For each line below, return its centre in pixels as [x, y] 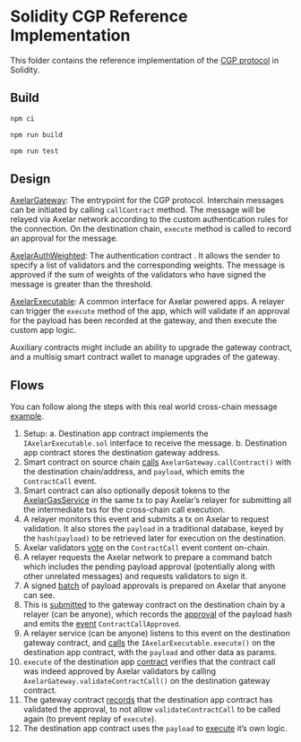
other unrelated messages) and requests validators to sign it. [135, 576]
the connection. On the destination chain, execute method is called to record [151, 229]
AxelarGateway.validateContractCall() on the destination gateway [146, 681]
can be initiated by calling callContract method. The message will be [138, 210]
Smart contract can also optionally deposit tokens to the [126, 490]
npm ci [22, 118]
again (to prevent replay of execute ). [90, 719]
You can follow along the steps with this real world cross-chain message [144, 406]
